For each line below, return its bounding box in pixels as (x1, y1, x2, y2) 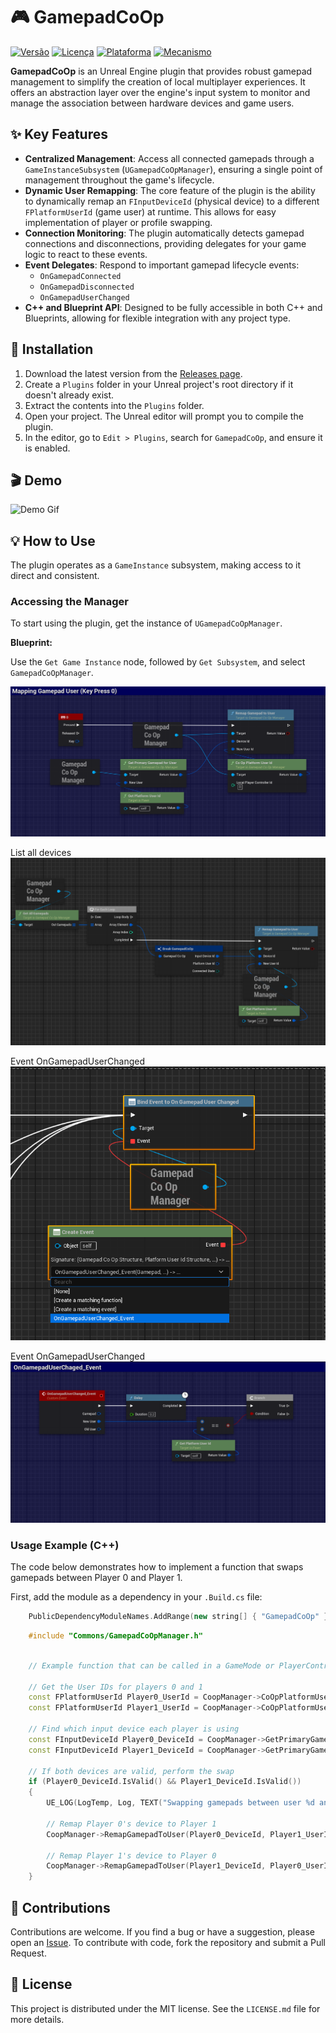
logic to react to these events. (24, 248, 148, 260)
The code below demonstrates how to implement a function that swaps (10, 1561, 304, 1573)
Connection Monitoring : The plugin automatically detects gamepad (24, 227, 305, 239)
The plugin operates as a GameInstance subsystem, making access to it (10, 559, 302, 571)
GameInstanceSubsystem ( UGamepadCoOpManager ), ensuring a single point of (24, 163, 323, 175)
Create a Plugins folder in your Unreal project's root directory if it (24, 378, 294, 390)
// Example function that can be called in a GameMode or (28, 1660, 275, 1671)
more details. (10, 2013, 65, 2025)
